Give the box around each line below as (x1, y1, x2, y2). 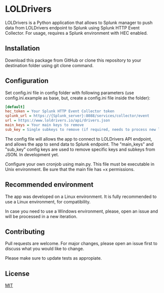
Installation (5, 44, 40, 52)
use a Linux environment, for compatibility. (5, 198, 91, 204)
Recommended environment (5, 180, 94, 189)
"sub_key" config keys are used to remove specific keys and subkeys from (5, 146, 155, 152)
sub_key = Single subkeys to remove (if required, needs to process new (5, 127, 156, 132)
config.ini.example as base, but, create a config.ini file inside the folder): (5, 95, 150, 101)
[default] (5, 104, 25, 109)
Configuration (5, 77, 49, 85)
